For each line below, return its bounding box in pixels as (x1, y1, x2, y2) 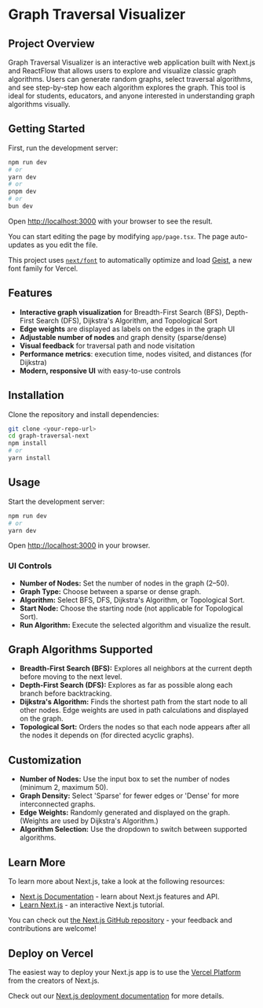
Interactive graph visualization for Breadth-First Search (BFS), (19, 307, 225, 316)
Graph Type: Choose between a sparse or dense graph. (19, 586, 202, 596)
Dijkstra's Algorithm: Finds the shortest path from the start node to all (19, 697, 247, 707)
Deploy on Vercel (8, 947, 94, 960)
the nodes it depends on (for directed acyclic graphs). (19, 730, 195, 740)
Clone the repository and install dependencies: (8, 409, 159, 419)
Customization (8, 753, 82, 766)
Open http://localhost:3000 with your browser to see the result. (8, 216, 214, 226)
